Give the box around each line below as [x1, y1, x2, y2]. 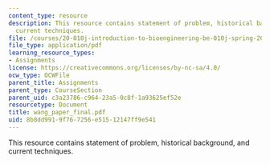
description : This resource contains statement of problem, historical [8, 19, 253, 27]
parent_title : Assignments [8, 78, 99, 86]
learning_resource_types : [8, 49, 95, 57]
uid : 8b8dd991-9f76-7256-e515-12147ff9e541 [8, 116, 157, 124]
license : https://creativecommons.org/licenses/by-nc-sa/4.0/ [8, 64, 221, 72]
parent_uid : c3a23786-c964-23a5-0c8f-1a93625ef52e [8, 94, 182, 102]
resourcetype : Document [8, 101, 88, 109]
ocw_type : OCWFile [8, 71, 70, 79]
